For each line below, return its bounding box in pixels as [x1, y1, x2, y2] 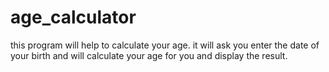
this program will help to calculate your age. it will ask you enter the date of [10, 39, 320, 51]
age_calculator [10, 6, 137, 29]
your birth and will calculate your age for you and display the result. [10, 49, 288, 61]
